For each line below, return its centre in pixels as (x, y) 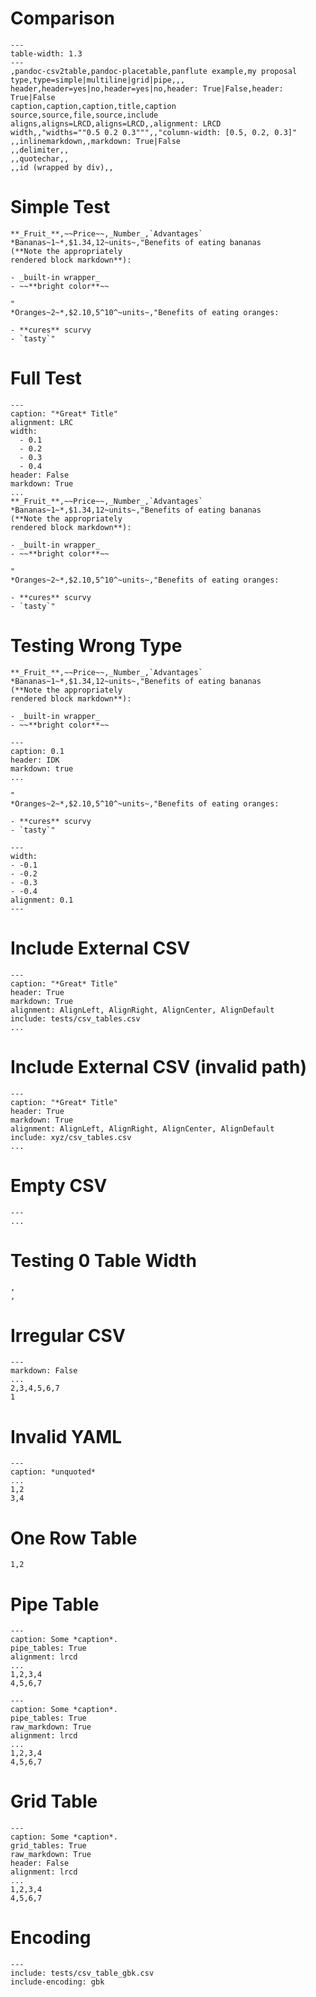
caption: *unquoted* (53, 1472)
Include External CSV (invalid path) (158, 1066)
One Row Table (74, 1538)
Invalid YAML (66, 1436)
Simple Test (60, 207)
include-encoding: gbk (57, 1982)
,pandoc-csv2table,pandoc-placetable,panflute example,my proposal (154, 71)
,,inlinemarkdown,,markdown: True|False (96, 141)
